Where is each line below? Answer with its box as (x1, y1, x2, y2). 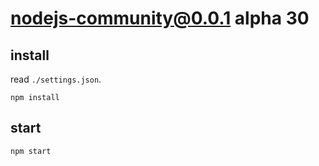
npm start (10, 146, 52, 156)
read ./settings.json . (10, 73, 102, 85)
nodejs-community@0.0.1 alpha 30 (10, 7, 310, 30)
